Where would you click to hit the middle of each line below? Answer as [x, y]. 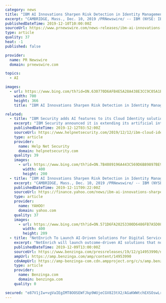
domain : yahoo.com [37, 210]
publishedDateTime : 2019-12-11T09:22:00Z [57, 188]
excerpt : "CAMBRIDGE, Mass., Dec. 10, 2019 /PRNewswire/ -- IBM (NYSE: [80, 19]
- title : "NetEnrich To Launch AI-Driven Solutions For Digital [77, 238]
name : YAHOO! [32, 206]
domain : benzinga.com [41, 279]
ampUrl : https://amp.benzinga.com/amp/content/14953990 [73, 256]
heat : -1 [14, 42]
